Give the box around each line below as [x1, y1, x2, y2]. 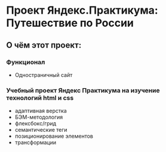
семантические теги [14, 126, 67, 134]
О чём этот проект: [6, 40, 82, 50]
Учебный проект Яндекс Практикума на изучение [6, 86, 160, 94]
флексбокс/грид [14, 120, 57, 127]
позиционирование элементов [14, 132, 94, 140]
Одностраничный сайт [14, 71, 73, 78]
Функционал [6, 58, 45, 66]
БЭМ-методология [14, 114, 63, 121]
